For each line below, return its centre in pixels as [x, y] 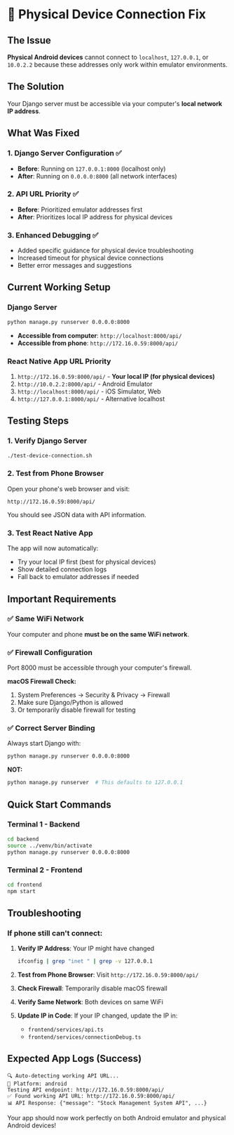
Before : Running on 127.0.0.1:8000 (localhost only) [91, 169]
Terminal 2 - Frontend [45, 870]
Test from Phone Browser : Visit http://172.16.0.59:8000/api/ [108, 975]
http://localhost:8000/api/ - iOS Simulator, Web [89, 391]
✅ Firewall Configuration [50, 652]
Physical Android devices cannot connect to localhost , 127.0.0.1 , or [108, 57]
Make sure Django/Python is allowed [70, 703]
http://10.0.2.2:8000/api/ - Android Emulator [85, 384]
